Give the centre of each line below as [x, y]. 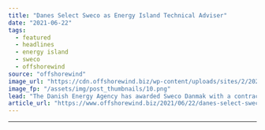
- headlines [35, 45]
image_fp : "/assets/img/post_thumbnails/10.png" [90, 89]
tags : [17, 30]
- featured [33, 37]
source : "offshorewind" [47, 74]
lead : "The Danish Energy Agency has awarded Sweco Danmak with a [119, 96]
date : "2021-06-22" [40, 23]
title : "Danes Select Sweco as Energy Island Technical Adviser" [118, 15]
